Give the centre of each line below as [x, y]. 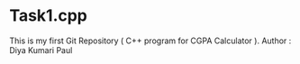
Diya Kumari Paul [41, 50]
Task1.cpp [49, 16]
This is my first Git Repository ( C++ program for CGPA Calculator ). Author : [150, 41]
